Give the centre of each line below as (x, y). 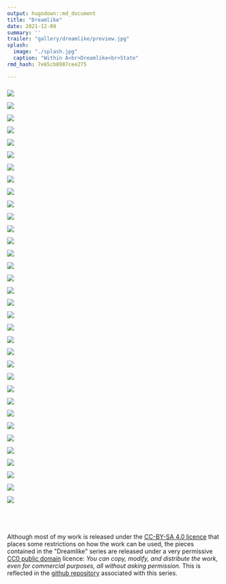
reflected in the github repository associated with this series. (92, 573)
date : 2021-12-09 (32, 26)
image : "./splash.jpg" (45, 52)
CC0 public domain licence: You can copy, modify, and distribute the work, (113, 559)
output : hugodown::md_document (52, 13)
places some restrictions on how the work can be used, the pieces (101, 544)
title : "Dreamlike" (35, 20)
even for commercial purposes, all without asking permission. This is (104, 566)
